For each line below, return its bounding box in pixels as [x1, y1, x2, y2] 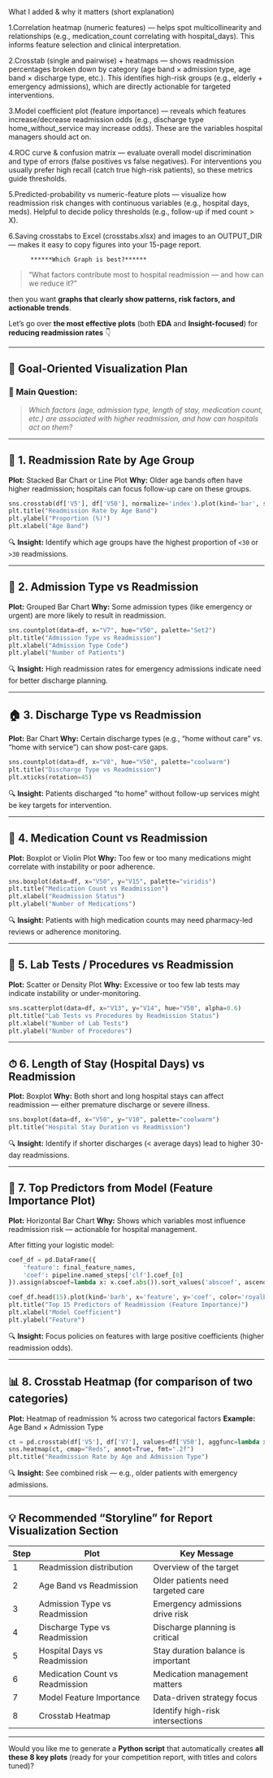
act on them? [28, 422, 73, 432]
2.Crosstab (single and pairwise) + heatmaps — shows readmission [8, 56, 234, 65]
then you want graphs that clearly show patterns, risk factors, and [8, 295, 236, 304]
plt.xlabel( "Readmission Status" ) [8, 893, 126, 901]
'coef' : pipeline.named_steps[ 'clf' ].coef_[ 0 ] [23, 1271, 184, 1279]
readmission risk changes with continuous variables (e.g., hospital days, [8, 199, 250, 208]
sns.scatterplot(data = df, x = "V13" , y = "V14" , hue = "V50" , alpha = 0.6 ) [8, 1004, 242, 1012]
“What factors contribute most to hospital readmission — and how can [28, 270, 264, 279]
